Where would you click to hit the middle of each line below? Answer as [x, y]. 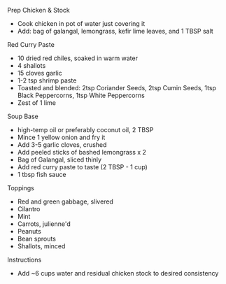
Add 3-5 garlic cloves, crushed [62, 145]
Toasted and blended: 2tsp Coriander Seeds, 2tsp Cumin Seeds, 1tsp [117, 88]
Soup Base [23, 116]
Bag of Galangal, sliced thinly [59, 159]
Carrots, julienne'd [44, 224]
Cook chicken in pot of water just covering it [81, 23]
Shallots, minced [41, 246]
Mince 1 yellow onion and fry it [61, 137]
